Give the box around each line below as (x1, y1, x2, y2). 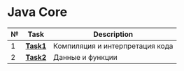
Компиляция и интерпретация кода (53, 41, 174, 51)
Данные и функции (53, 52, 118, 62)
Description (93, 29, 134, 39)
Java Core (7, 4, 68, 20)
